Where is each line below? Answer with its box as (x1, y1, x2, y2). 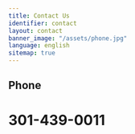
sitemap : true (8, 49, 56, 57)
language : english (8, 42, 70, 50)
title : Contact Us (8, 11, 70, 20)
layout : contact (8, 26, 63, 35)
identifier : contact (8, 19, 78, 27)
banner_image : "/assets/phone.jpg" (8, 34, 128, 43)
